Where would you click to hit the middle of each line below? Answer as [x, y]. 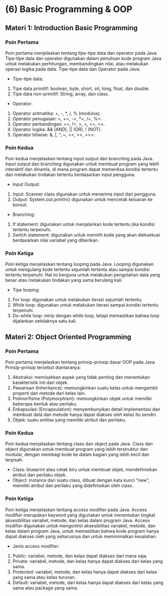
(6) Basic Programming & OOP [69, 9]
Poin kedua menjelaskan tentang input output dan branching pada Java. [79, 159]
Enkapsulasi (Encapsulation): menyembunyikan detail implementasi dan [86, 409]
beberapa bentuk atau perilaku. [45, 404]
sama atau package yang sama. [45, 588]
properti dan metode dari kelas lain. [49, 393]
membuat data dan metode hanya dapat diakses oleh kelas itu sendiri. [85, 415]
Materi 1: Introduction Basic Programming [71, 28]
